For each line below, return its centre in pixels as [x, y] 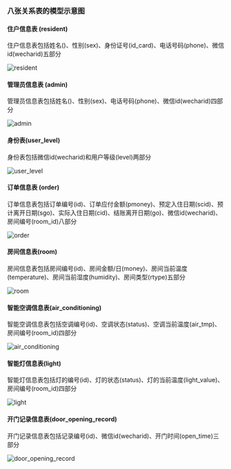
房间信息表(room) [32, 252]
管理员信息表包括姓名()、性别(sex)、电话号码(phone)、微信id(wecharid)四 [112, 101]
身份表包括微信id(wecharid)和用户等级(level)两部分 [79, 157]
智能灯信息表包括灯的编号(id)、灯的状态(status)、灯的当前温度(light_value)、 [115, 380]
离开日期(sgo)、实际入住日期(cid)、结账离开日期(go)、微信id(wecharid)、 [117, 213]
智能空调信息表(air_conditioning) [54, 307]
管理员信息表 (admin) [38, 84]
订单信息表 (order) [33, 187]
